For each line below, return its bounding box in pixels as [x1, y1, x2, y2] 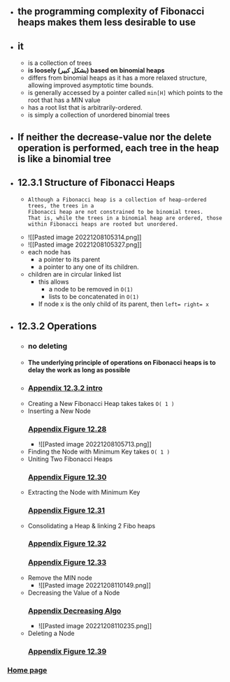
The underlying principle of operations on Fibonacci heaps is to [27, 358, 216, 367]
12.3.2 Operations [17, 320, 97, 332]
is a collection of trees [27, 59, 92, 67]
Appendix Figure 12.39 [27, 646, 107, 656]
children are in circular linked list [27, 270, 122, 279]
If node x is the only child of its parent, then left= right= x [38, 300, 210, 308]
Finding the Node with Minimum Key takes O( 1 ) [27, 447, 170, 456]
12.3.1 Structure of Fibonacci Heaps [17, 176, 175, 188]
